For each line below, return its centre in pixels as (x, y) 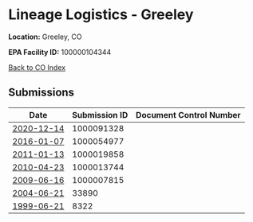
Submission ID (100, 115)
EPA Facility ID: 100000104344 (60, 52)
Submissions (41, 93)
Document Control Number (188, 115)
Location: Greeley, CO (45, 37)
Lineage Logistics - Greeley (101, 15)
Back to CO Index (37, 67)
